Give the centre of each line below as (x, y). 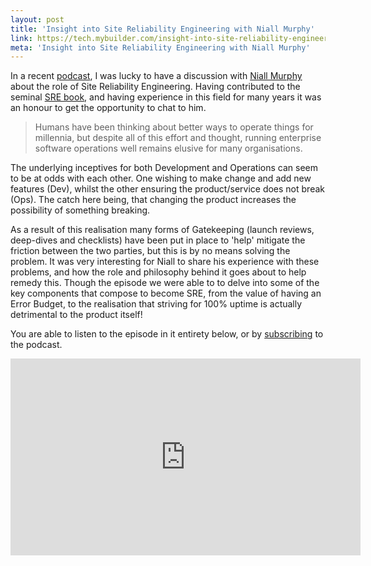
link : (21, 38)
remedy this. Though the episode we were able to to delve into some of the (165, 283)
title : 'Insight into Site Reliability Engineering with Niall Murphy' (162, 29)
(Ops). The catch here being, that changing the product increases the (153, 200)
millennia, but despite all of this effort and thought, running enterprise (178, 138)
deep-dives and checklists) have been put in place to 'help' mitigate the (158, 240)
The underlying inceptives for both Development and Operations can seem (164, 168)
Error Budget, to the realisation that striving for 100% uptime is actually (156, 304)
